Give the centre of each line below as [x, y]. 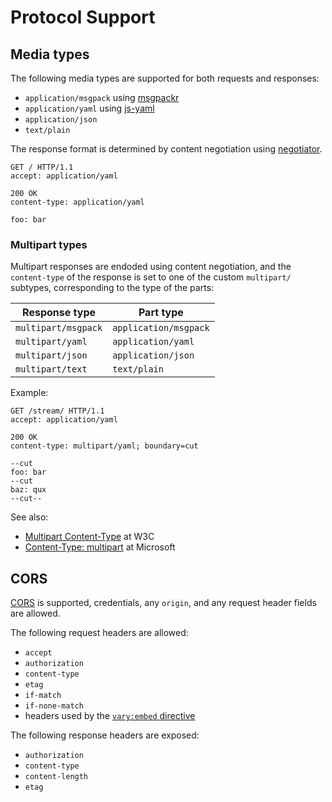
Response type [59, 313]
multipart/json [51, 355]
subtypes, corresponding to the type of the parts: [112, 288]
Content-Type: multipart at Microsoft [100, 547]
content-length [56, 777]
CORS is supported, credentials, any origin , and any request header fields [163, 603]
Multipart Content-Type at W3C [89, 537]
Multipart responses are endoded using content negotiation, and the [151, 267]
